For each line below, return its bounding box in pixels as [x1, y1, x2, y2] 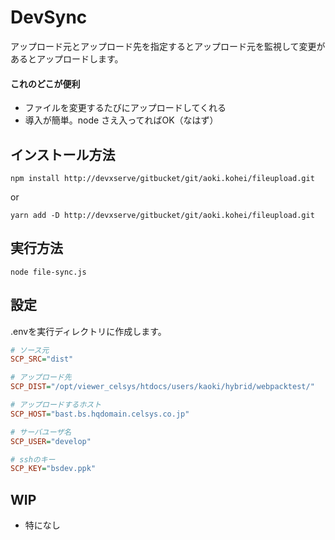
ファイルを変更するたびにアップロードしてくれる [24, 102, 227, 114]
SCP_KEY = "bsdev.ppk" [10, 464, 97, 474]
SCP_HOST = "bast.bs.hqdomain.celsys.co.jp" [10, 409, 190, 419]
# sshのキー [10, 454, 56, 465]
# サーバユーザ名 [10, 427, 72, 437]
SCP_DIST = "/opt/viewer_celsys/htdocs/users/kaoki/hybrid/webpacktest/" [10, 382, 315, 392]
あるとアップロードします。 [10, 52, 124, 65]
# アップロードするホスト [10, 400, 102, 410]
